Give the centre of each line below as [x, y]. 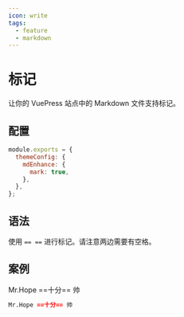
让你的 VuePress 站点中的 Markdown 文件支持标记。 [94, 104]
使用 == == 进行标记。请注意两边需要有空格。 [82, 241]
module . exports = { [41, 150]
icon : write [28, 16]
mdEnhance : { [44, 164]
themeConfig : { [41, 157]
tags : [17, 23]
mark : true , [49, 172]
